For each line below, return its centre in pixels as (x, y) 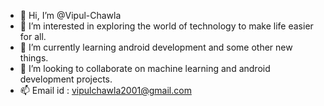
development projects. (66, 79)
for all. (33, 36)
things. (34, 58)
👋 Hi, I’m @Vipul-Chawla (70, 15)
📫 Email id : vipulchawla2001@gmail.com (105, 90)
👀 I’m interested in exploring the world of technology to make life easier (166, 26)
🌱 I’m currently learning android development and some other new (156, 47)
